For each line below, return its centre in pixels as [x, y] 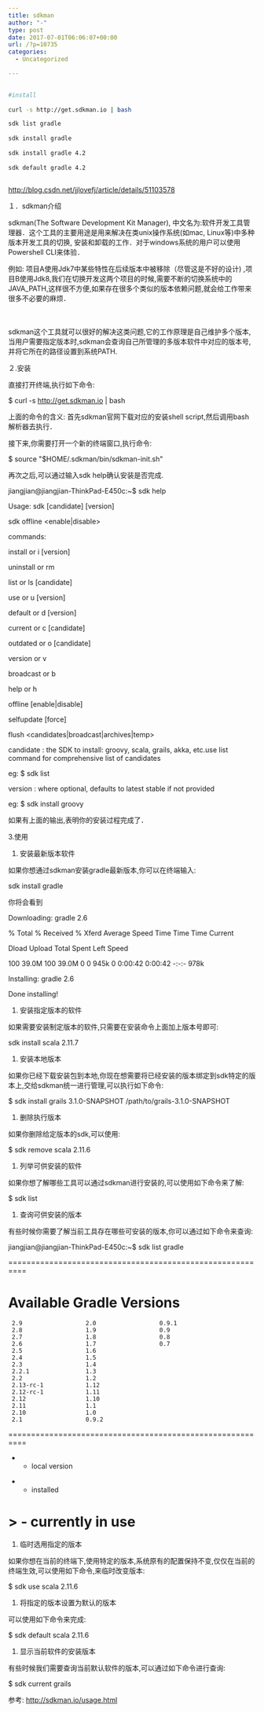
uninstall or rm [31, 568]
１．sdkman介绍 [35, 206]
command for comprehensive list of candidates [84, 759]
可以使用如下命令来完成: [47, 1619]
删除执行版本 [40, 1118]
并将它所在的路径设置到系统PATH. [63, 351]
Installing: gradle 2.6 [41, 979]
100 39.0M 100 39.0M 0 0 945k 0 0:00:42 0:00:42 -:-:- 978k [106, 964]
